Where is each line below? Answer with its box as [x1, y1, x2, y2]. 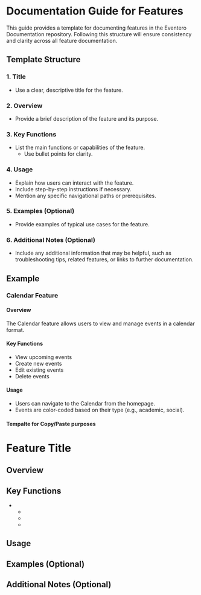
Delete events [14, 372, 49, 380]
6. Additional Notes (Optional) [6, 235, 95, 244]
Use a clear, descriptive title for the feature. [14, 86, 123, 94]
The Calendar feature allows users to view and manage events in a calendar [6, 320, 195, 327]
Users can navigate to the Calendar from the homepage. [14, 400, 156, 407]
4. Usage [6, 165, 33, 174]
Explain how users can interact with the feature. [14, 179, 134, 186]
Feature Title [6, 441, 71, 455]
